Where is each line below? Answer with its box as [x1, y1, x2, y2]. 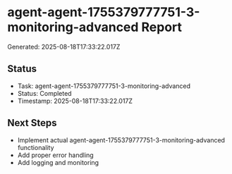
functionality [17, 143, 54, 151]
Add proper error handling [17, 151, 94, 159]
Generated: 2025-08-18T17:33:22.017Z [7, 42, 121, 51]
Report [141, 19, 182, 35]
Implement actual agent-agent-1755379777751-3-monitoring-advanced [17, 135, 226, 144]
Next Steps [7, 117, 57, 129]
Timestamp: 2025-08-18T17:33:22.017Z [17, 97, 133, 105]
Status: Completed [17, 89, 72, 97]
